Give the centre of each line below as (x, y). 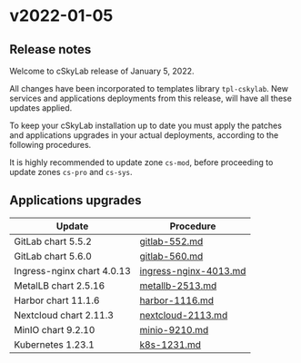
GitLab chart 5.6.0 (53, 256)
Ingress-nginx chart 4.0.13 (73, 270)
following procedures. (50, 145)
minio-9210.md (174, 329)
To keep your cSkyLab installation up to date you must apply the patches (145, 125)
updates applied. (41, 108)
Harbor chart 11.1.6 (57, 300)
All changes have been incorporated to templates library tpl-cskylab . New (149, 88)
